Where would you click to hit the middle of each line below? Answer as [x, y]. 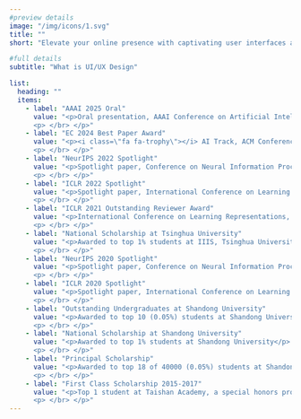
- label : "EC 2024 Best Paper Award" [96, 134]
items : [30, 100]
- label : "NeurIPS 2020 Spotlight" [92, 258]
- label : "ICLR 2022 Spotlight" [86, 183]
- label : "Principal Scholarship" [90, 359]
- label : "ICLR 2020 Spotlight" [86, 284]
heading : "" [40, 92]
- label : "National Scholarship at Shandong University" [134, 334]
